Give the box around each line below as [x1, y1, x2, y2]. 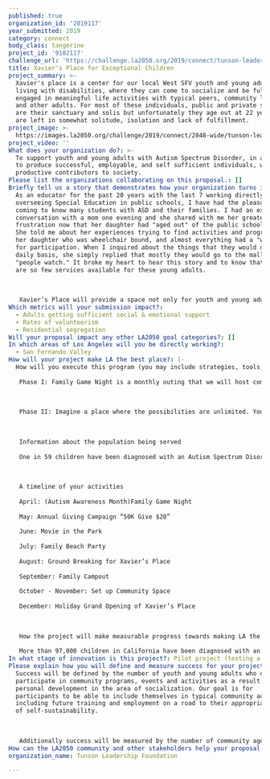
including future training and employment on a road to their [15, 699, 228, 707]
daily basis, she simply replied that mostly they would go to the [15, 251, 247, 259]
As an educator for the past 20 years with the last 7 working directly [15, 191, 264, 199]
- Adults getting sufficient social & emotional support [15, 310, 211, 318]
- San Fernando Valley [15, 348, 92, 356]
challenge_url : [8, 57, 59, 65]
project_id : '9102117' [8, 49, 84, 57]
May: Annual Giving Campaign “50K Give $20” [18, 512, 171, 521]
